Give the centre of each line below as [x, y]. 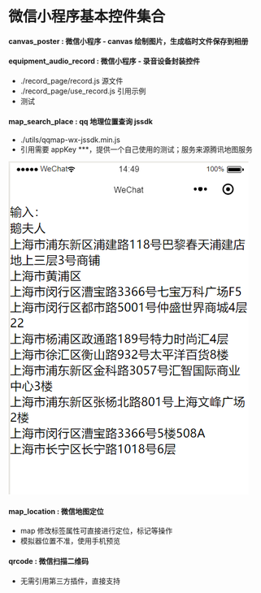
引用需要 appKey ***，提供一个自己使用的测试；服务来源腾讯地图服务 [137, 149]
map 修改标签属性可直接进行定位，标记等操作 [96, 531]
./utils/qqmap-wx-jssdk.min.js [70, 140]
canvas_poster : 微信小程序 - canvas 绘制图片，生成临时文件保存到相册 [128, 41]
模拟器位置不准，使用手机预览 [70, 541]
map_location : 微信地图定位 [56, 511]
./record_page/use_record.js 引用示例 [83, 91]
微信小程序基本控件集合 [87, 17]
